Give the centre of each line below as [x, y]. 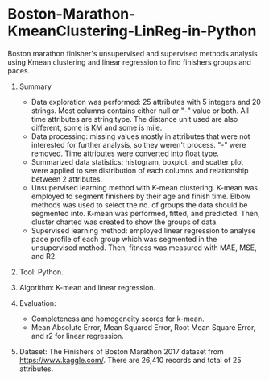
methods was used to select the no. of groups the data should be [139, 205]
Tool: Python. [41, 272]
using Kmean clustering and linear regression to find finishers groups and [129, 62]
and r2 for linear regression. [77, 336]
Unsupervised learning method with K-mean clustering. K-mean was [145, 187]
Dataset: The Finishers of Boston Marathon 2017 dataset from [121, 351]
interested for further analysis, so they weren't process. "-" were [139, 144]
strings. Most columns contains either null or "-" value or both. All [140, 111]
